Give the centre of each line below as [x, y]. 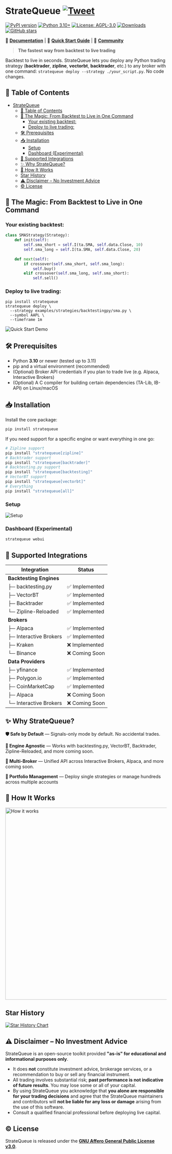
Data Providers [26, 661]
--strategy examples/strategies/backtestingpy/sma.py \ [71, 311]
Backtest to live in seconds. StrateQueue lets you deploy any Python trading [85, 60]
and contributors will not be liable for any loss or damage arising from [87, 1102]
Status [86, 570]
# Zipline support [25, 448]
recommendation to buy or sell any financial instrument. [71, 1075]
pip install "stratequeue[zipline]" [44, 453]
